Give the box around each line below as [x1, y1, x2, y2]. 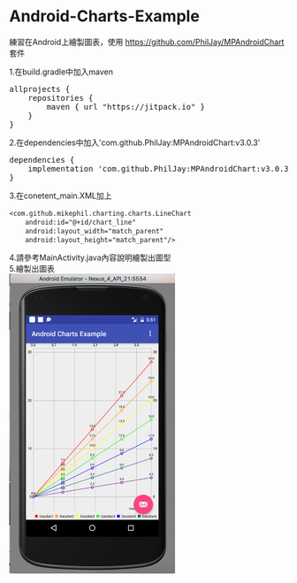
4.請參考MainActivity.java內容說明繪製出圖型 [9, 252, 171, 263]
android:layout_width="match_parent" [25, 226, 164, 235]
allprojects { [9, 84, 71, 94]
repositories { [27, 93, 94, 103]
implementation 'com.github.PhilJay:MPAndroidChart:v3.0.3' [27, 164, 294, 173]
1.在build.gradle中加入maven [9, 66, 113, 77]
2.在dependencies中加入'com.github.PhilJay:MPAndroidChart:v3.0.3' [9, 137, 261, 148]
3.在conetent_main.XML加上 [9, 190, 112, 201]
